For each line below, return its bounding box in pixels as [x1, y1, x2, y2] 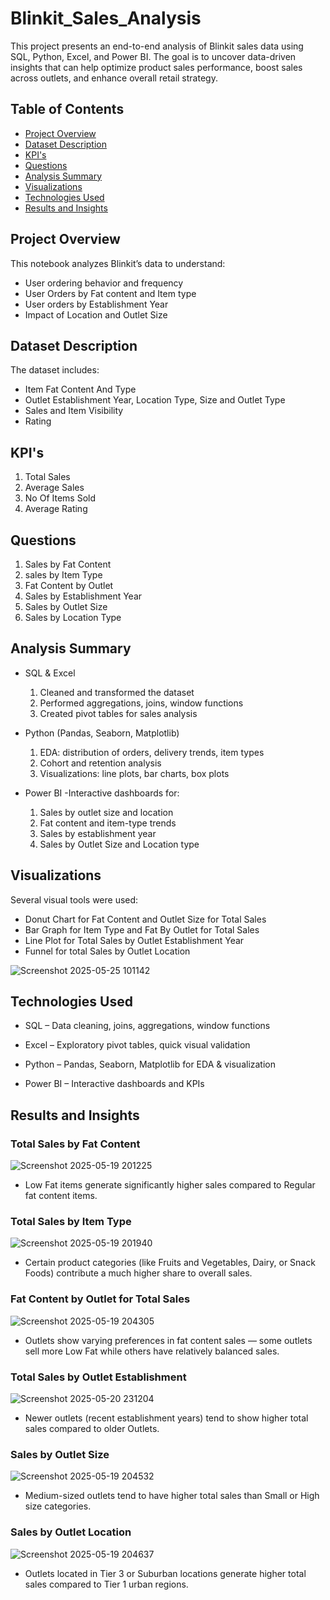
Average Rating [24, 503, 88, 515]
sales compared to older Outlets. [24, 1423, 160, 1435]
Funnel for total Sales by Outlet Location [24, 945, 191, 957]
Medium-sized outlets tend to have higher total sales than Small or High [24, 1490, 320, 1502]
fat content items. [24, 1190, 98, 1202]
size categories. [24, 1500, 92, 1512]
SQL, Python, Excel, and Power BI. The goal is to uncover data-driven [10, 50, 297, 62]
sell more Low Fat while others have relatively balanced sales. [24, 1345, 280, 1357]
